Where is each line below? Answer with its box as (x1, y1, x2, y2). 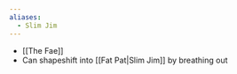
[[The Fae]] (21, 45, 64, 55)
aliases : (9, 12, 42, 22)
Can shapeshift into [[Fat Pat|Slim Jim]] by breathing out (21, 55, 228, 65)
